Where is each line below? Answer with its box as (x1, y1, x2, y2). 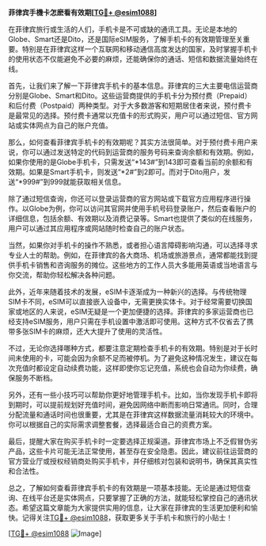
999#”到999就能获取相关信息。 (22, 178, 126, 186)
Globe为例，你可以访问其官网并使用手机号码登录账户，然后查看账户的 (28, 204, 256, 213)
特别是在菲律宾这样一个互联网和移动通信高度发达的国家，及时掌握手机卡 (21, 44, 258, 54)
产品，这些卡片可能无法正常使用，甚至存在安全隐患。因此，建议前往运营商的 (8, 447, 258, 456)
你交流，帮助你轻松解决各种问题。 (8, 270, 120, 280)
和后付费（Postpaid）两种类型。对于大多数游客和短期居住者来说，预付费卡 (8, 101, 252, 110)
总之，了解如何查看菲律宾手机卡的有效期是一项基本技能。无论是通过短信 (8, 483, 244, 492)
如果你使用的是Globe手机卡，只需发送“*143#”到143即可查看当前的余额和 (8, 158, 246, 166)
